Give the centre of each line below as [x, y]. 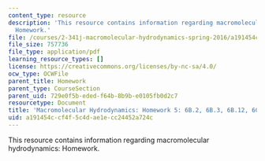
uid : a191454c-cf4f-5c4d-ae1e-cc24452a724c [81, 118]
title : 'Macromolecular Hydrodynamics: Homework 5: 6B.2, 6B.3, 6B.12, [128, 111]
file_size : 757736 [38, 45]
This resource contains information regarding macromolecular [109, 140]
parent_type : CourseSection [54, 88]
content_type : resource [47, 15]
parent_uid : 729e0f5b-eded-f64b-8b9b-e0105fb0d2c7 [93, 96]
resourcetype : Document [47, 103]
